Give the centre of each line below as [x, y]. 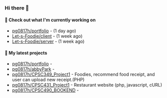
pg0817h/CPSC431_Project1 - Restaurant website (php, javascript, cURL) [87, 85]
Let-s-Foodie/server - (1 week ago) [48, 41]
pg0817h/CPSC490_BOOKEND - [45, 90]
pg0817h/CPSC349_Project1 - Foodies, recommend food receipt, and [83, 75]
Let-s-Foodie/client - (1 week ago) [47, 36]
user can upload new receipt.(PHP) [48, 80]
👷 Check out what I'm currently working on [50, 20]
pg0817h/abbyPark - [33, 69]
